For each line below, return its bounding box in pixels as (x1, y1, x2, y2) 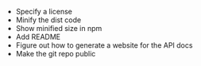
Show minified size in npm (15, 24, 102, 33)
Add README (15, 32, 61, 41)
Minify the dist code (15, 15, 82, 25)
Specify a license (15, 7, 73, 16)
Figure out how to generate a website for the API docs (15, 41, 193, 50)
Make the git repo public (15, 49, 96, 58)
